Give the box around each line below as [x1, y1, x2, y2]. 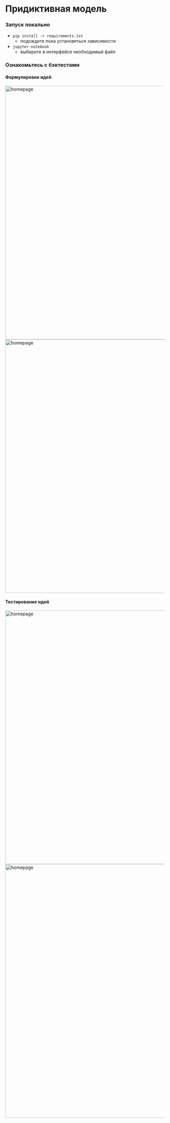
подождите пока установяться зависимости [20, 38, 116, 44]
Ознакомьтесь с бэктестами [5, 61, 80, 68]
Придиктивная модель [5, 3, 107, 15]
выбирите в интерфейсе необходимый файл [20, 49, 116, 55]
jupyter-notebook [12, 44, 50, 50]
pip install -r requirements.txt [12, 33, 83, 39]
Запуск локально [5, 21, 51, 28]
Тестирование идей [5, 599, 50, 605]
